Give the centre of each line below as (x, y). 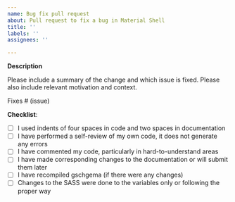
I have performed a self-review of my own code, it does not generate (118, 136)
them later (32, 168)
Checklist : (23, 115)
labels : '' (23, 33)
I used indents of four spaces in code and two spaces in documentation (121, 128)
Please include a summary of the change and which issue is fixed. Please (114, 80)
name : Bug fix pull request (49, 14)
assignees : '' (28, 40)
